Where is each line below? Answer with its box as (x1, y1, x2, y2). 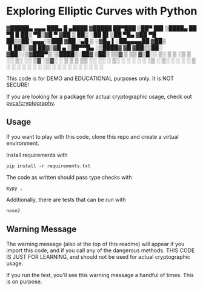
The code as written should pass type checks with (6, 173, 132, 181)
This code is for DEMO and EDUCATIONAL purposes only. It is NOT (6, 75, 175, 82)
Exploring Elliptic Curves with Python (6, 4, 198, 18)
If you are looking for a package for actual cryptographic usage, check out (6, 93, 192, 100)
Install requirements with (6, 151, 68, 158)
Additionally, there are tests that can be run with (6, 196, 126, 203)
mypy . (6, 185, 23, 192)
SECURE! (6, 81, 29, 89)
